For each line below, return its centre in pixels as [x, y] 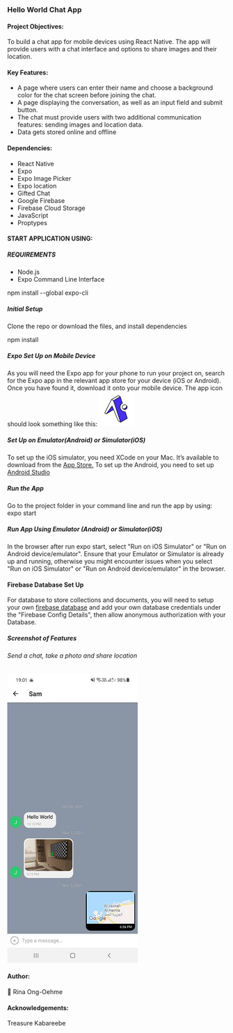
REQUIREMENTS [32, 254]
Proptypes [32, 222]
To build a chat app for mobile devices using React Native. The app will [109, 42]
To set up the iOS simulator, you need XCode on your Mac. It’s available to [113, 457]
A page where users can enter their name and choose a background [115, 88]
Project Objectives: [35, 26]
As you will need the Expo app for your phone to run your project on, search [116, 373]
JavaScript [33, 215]
